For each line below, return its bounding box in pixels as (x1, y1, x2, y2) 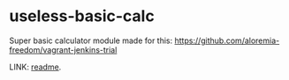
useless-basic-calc (9, 6, 155, 26)
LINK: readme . (9, 62, 62, 72)
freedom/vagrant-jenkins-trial (9, 44, 118, 55)
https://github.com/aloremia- (174, 35, 280, 46)
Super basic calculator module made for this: (9, 35, 173, 46)
